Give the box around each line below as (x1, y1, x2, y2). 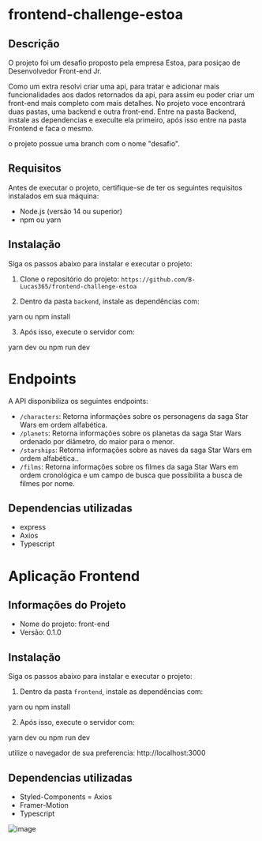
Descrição (8, 37, 60, 51)
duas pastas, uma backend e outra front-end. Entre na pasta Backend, (8, 107, 237, 116)
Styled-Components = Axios (19, 792, 113, 801)
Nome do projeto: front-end (19, 619, 110, 629)
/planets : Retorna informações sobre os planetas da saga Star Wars (19, 428, 242, 438)
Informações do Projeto (8, 598, 126, 612)
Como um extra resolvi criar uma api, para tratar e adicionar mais (8, 81, 219, 91)
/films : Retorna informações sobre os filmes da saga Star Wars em (19, 462, 239, 471)
